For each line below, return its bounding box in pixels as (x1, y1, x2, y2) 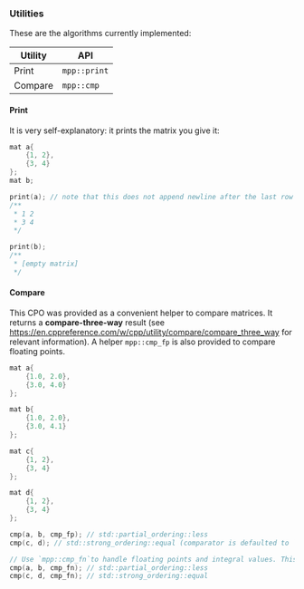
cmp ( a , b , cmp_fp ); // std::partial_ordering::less (9, 529, 208, 539)
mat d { (9, 488, 34, 497)
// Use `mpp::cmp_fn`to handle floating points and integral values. (9, 555, 278, 564)
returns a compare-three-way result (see (9, 316, 166, 328)
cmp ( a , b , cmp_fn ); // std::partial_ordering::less (9, 563, 208, 573)
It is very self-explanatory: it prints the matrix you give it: (9, 125, 220, 136)
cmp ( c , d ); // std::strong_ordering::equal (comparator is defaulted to (9, 538, 290, 547)
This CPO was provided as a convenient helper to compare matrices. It (9, 307, 273, 318)
